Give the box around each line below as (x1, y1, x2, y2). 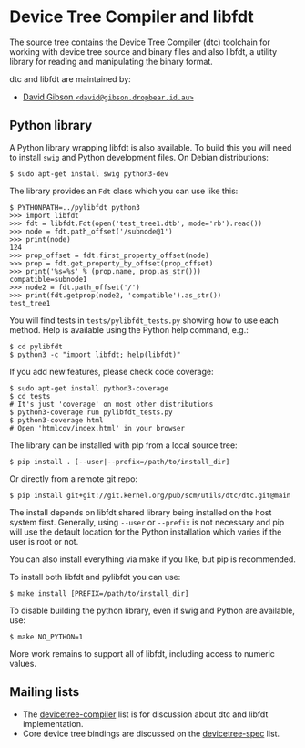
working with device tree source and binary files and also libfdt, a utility (9, 46, 278, 57)
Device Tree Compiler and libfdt (9, 6, 254, 27)
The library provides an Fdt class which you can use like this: (9, 185, 239, 196)
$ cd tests (9, 391, 51, 400)
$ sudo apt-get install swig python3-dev (9, 169, 169, 179)
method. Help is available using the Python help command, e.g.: (9, 324, 249, 335)
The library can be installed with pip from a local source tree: (9, 440, 239, 451)
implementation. (22, 718, 84, 729)
